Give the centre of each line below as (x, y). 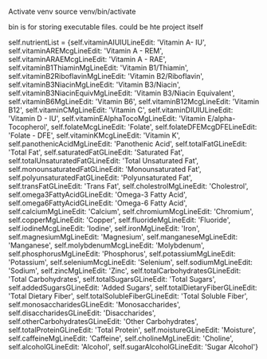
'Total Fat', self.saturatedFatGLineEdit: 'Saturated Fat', (96, 152)
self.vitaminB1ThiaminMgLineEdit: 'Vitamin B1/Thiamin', (98, 68)
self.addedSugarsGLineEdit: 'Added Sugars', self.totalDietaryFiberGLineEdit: (133, 287)
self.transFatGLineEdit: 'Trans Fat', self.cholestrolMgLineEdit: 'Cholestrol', (128, 186)
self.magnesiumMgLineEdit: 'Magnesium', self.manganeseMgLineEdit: (123, 237)
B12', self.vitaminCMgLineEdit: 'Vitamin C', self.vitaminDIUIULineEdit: (121, 110)
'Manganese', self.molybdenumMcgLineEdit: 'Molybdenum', (106, 245)
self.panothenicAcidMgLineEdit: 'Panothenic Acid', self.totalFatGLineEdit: (128, 144)
